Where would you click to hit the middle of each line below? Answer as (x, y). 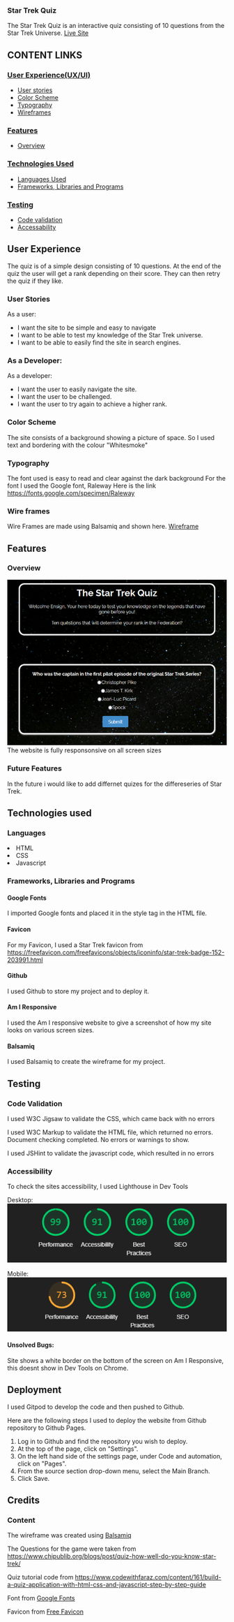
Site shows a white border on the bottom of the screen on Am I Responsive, (116, 1360)
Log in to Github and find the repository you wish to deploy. (102, 1441)
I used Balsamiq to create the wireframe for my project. (86, 1062)
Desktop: (20, 1200)
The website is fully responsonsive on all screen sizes (84, 750)
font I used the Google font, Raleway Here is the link (82, 485)
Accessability (37, 227)
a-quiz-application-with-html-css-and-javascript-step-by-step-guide (107, 1585)
